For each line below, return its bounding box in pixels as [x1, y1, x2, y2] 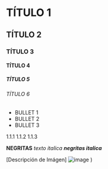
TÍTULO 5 [6, 75, 30, 82]
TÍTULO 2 [6, 30, 42, 40]
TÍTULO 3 [6, 47, 34, 56]
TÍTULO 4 [6, 62, 30, 69]
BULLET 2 [14, 115, 40, 122]
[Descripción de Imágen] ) [6, 156, 93, 163]
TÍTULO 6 [6, 91, 30, 98]
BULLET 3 [14, 122, 40, 129]
